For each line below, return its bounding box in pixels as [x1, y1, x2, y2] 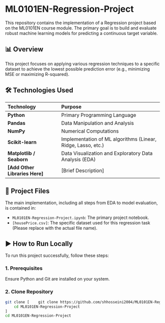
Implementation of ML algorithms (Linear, [61, 136, 157, 143]
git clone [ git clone [5, 299, 58, 304]
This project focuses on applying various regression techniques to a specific [5, 61, 160, 67]
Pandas [7, 119, 26, 126]
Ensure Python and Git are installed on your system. [5, 276, 110, 282]
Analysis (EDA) [61, 156, 96, 163]
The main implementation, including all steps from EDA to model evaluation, [5, 200, 158, 206]
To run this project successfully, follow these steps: [5, 252, 109, 258]
